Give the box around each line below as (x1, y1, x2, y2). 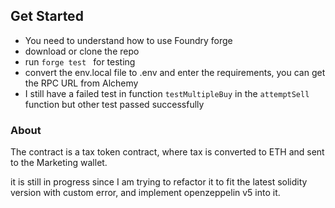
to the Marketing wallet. (10, 157, 108, 169)
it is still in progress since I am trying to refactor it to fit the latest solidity (10, 176, 308, 188)
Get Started (10, 8, 84, 25)
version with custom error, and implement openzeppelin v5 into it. (10, 187, 281, 199)
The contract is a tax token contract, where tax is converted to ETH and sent (10, 146, 325, 158)
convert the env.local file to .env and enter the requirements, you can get (24, 66, 326, 78)
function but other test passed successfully (24, 98, 205, 110)
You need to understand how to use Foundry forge (24, 34, 233, 46)
